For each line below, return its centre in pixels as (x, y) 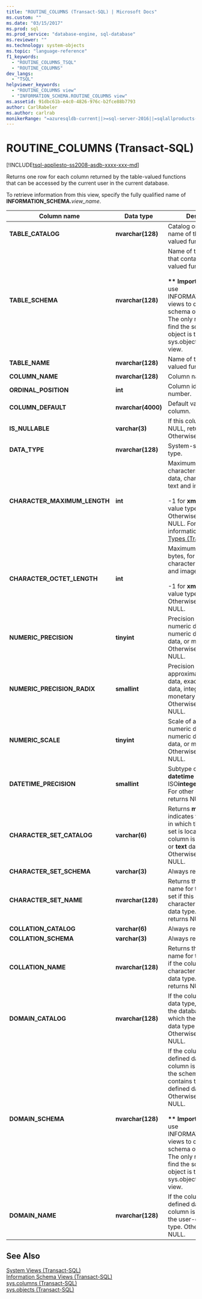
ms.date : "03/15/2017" (35, 23)
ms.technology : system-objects (45, 46)
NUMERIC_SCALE (35, 740)
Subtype (180, 769)
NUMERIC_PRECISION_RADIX (52, 689)
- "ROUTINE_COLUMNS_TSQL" (44, 62)
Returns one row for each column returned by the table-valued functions (96, 177)
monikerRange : (24, 118)
